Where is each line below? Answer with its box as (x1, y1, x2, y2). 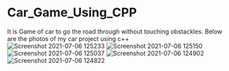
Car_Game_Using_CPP (7, 5, 137, 20)
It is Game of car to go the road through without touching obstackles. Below (7, 27, 223, 35)
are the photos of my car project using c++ (7, 34, 130, 42)
